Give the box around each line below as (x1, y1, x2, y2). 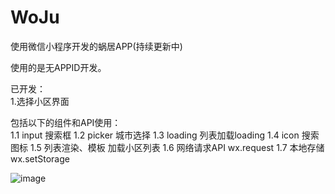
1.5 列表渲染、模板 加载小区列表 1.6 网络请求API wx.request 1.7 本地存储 (29, 141, 325, 153)
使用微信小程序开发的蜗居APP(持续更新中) (10, 40, 183, 52)
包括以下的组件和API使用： (10, 116, 122, 128)
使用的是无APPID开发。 (10, 61, 107, 73)
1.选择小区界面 (10, 95, 70, 107)
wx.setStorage (10, 152, 70, 165)
